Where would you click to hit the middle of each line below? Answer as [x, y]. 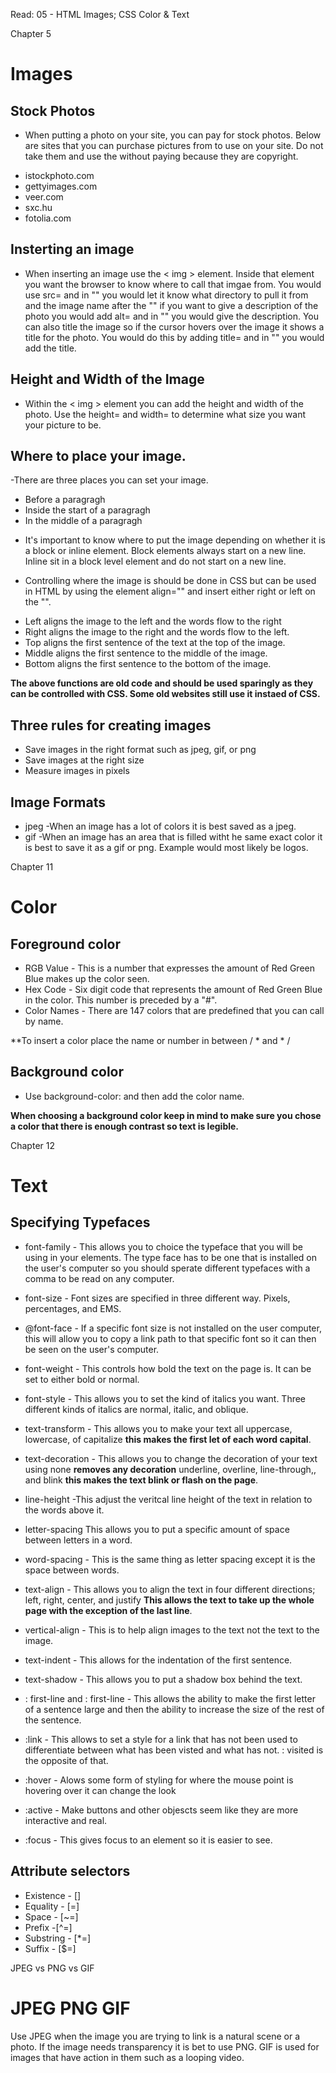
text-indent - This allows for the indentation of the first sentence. [158, 1660]
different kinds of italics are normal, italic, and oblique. [136, 1409]
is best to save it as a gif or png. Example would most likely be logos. [166, 848]
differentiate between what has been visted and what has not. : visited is [174, 1750]
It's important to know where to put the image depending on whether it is [175, 540]
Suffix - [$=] [50, 1948]
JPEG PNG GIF [70, 2008]
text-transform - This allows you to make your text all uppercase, [158, 1428]
